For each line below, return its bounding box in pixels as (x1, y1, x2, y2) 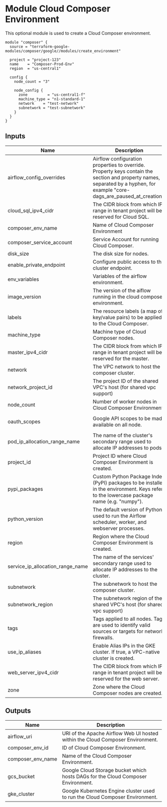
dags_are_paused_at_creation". (92, 193, 166, 200)
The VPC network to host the (92, 363, 161, 370)
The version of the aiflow (92, 287, 151, 294)
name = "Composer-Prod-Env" (9, 61, 75, 66)
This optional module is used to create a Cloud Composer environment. (5, 30, 152, 36)
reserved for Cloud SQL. (92, 213, 150, 220)
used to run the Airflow (92, 512, 147, 519)
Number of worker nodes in (92, 398, 157, 405)
